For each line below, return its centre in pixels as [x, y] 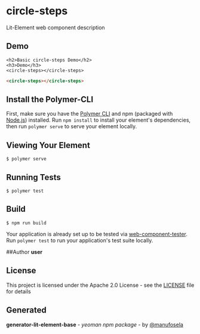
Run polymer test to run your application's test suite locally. [80, 240]
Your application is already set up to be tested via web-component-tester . [97, 234]
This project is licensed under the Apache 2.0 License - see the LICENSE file [100, 285]
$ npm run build [26, 223]
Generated [26, 310]
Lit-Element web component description [56, 27]
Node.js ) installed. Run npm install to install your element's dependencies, [99, 120]
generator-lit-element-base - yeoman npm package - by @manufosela [95, 324]
